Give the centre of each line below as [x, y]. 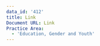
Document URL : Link [31, 23]
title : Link [21, 17]
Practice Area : [25, 28]
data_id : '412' [25, 12]
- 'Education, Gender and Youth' [53, 34]
